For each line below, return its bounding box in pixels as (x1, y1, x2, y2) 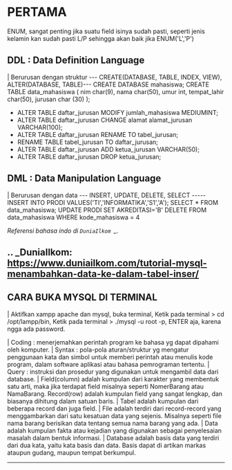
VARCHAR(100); (17, 123, 64, 132)
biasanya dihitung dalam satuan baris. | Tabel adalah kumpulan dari (7, 397, 199, 405)
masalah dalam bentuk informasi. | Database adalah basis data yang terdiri (7, 433, 220, 442)
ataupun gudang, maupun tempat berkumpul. (7, 448, 136, 457)
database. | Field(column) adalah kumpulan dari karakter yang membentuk (7, 374, 220, 383)
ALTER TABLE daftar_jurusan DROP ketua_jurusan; (17, 152, 162, 161)
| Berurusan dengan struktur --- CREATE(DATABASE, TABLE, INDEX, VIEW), (7, 73, 222, 81)
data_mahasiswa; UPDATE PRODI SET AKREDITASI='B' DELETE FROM (7, 206, 207, 214)
